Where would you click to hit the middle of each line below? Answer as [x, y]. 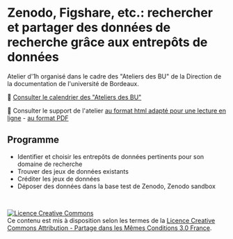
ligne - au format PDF [38, 118]
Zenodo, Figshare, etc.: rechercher [110, 13]
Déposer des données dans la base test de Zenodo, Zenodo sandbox [116, 186]
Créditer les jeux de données [59, 179]
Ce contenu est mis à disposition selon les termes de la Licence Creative [111, 220]
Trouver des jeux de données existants [73, 171]
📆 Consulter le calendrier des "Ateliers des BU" [74, 97]
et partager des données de [89, 27]
